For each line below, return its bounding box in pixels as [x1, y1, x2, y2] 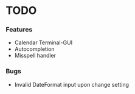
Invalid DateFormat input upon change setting [14, 81, 129, 88]
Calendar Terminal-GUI [14, 39, 73, 46]
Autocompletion [14, 45, 55, 53]
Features [5, 25, 33, 34]
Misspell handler [14, 52, 56, 59]
